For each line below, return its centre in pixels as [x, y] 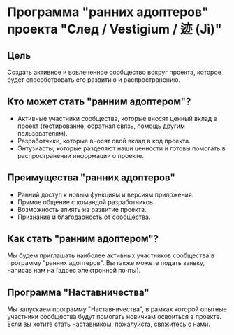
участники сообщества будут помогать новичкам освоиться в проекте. [115, 317]
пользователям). [42, 133]
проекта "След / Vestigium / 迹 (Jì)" [115, 29]
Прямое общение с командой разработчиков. [86, 202]
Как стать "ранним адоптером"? [83, 239]
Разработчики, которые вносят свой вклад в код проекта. [104, 141]
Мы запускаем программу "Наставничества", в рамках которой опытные [117, 309]
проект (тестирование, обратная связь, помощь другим [101, 126]
